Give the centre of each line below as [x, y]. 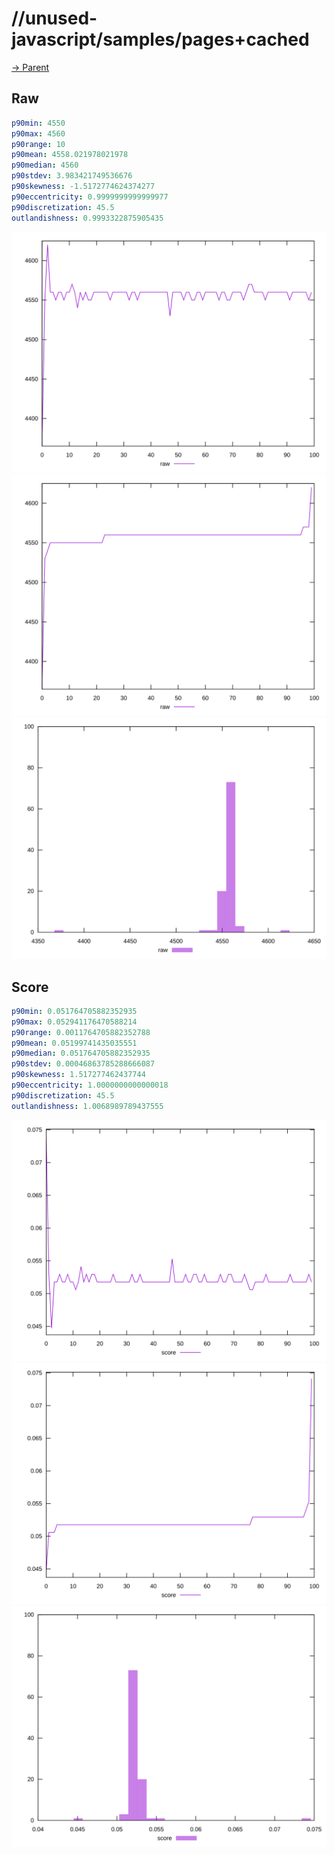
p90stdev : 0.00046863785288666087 [83, 1064]
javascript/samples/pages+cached [160, 39]
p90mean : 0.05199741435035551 [74, 1043]
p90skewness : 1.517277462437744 [78, 1075]
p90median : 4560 [45, 165]
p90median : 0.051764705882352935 [81, 1053]
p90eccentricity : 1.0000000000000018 [90, 1085]
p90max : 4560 [38, 133]
